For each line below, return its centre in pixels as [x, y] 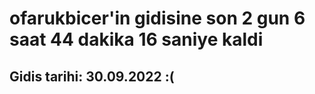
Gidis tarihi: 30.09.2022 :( [92, 76]
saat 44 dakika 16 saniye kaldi [136, 39]
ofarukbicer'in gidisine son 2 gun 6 [157, 18]
